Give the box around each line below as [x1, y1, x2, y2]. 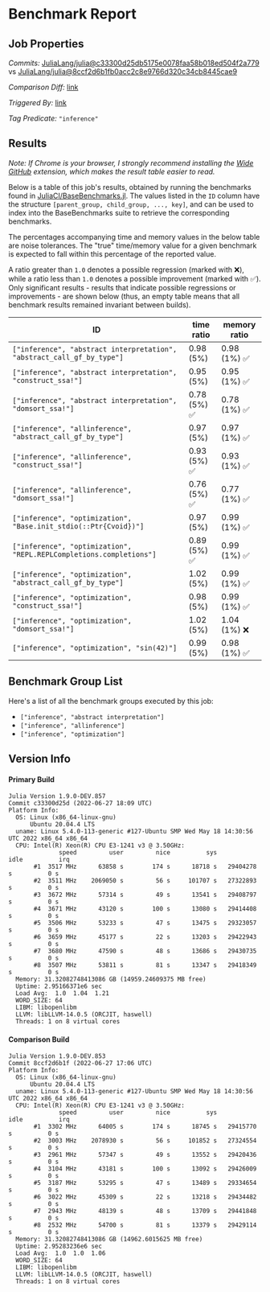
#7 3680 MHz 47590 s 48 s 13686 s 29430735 [33, 947, 257, 956]
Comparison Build [8, 1035, 70, 1044]
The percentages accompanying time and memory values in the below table [8, 232, 260, 241]
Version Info [8, 752, 71, 766]
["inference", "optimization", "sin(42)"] [12, 643, 178, 652]
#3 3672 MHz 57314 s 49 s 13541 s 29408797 [33, 891, 257, 899]
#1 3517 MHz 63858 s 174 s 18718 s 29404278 [33, 862, 257, 871]
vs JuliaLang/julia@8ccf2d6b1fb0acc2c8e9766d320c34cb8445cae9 [8, 67, 238, 76]
